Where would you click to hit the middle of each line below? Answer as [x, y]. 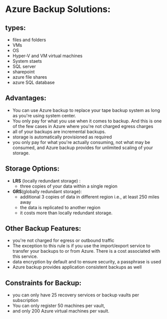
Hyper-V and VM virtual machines [47, 56]
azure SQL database [34, 82]
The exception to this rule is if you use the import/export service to [81, 246]
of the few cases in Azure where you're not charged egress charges [83, 126]
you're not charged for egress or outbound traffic [63, 241]
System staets [27, 61]
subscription [25, 300]
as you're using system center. [44, 115]
